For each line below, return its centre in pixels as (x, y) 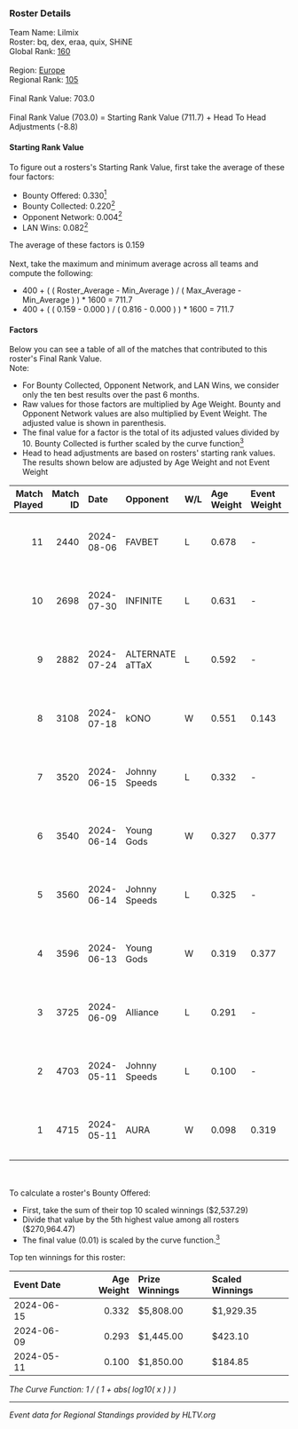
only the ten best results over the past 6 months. (110, 395)
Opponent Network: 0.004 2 (72, 216)
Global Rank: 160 (40, 51)
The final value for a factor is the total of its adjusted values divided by (150, 432)
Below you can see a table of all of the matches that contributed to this (138, 350)
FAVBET (142, 541)
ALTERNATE (151, 653)
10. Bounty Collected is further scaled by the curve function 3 (133, 442)
